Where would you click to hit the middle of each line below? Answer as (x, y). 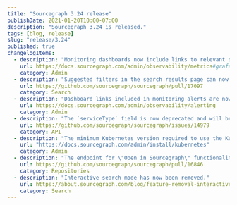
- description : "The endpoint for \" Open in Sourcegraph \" (102, 158)
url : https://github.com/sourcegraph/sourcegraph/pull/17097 (111, 86)
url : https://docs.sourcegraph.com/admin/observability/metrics (116, 66)
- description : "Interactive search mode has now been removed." (112, 178)
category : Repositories (55, 171)
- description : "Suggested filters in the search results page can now (121, 79)
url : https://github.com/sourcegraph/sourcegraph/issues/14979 (115, 125)
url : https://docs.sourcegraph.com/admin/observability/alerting (118, 106)
